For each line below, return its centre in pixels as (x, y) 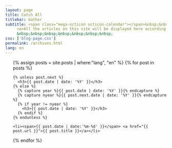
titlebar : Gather (24, 19)
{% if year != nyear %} (43, 104)
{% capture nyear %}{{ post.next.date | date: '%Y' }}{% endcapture (92, 95)
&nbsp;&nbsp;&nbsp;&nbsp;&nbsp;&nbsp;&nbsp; (65, 34)
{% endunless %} (30, 117)
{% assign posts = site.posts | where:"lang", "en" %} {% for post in (83, 62)
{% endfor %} (27, 140)
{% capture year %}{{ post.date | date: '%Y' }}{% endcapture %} (89, 91)
